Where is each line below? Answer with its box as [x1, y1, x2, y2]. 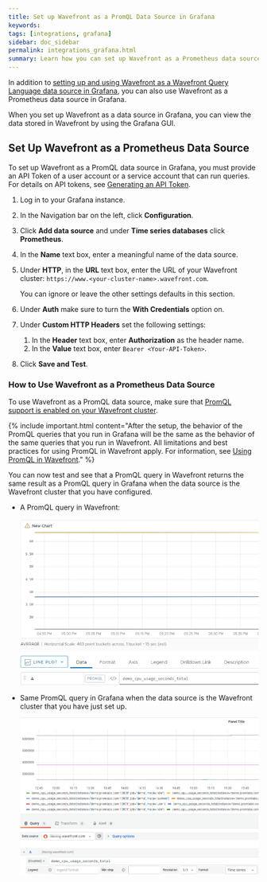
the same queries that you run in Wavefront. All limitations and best [8, 438, 228, 447]
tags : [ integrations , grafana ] [8, 29, 112, 37]
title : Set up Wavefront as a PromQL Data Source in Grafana [8, 13, 215, 21]
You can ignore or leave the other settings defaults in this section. [19, 289, 235, 299]
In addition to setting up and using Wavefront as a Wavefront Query [8, 78, 229, 87]
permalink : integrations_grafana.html [8, 46, 137, 55]
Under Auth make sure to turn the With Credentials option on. [19, 304, 225, 314]
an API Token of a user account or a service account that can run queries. [8, 171, 250, 181]
